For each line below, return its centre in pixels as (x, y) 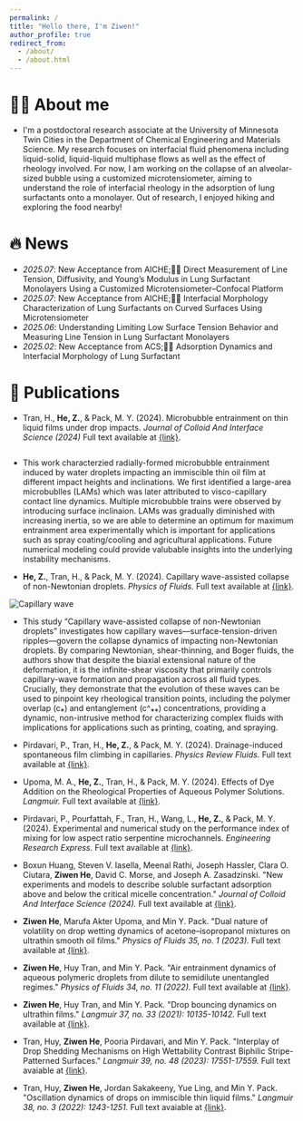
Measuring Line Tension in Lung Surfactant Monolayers (126, 336)
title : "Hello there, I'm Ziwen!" (75, 26)
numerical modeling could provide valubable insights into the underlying (157, 549)
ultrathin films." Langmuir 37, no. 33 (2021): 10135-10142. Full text (144, 1014)
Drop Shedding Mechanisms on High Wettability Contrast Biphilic (144, 1051)
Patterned (41, 1060)
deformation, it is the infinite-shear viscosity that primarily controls (147, 669)
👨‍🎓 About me (59, 105)
